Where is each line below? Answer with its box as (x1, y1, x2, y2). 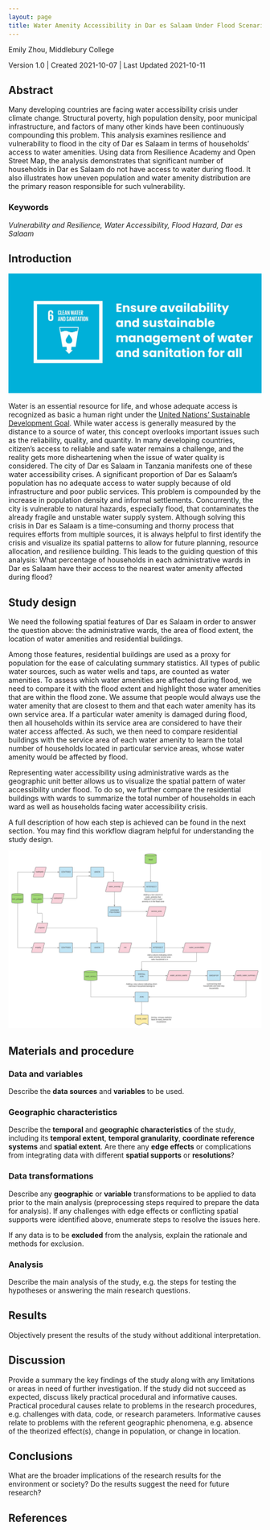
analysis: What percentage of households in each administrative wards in (8, 555, 251, 565)
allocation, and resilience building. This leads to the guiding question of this (8, 547, 259, 557)
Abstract (8, 83, 54, 97)
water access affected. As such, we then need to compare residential (8, 726, 239, 736)
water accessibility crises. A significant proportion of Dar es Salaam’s (8, 470, 238, 479)
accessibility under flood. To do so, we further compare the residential (8, 784, 241, 794)
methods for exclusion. (8, 1239, 84, 1248)
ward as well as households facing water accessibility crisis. (8, 801, 208, 812)
